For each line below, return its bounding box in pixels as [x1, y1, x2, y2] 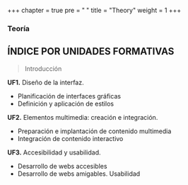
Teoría [7, 23, 30, 33]
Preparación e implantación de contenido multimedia [17, 127, 172, 135]
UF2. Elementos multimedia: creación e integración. [7, 113, 158, 121]
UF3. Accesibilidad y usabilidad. [7, 148, 101, 157]
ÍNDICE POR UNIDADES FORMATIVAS [7, 45, 175, 57]
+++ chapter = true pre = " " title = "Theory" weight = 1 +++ [7, 6, 182, 14]
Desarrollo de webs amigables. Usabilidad [17, 169, 141, 178]
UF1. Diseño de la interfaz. [7, 78, 84, 86]
